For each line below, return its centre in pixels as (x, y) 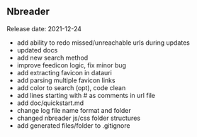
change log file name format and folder (74, 110)
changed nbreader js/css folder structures (79, 118)
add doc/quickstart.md (50, 103)
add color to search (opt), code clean (71, 87)
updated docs (37, 50)
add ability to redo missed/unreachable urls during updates (103, 43)
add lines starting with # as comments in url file (86, 95)
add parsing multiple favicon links (66, 80)
